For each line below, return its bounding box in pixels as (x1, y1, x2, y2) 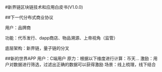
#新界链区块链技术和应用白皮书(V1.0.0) (5, 4, 83, 10)
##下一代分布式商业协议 (5, 14, 54, 20)
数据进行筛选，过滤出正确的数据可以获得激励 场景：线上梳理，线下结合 (13, 62, 156, 67)
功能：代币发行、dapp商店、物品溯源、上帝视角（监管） (5, 35, 118, 41)
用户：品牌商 (5, 25, 31, 30)
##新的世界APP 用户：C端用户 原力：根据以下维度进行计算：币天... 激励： (5, 56, 154, 61)
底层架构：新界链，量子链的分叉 (5, 45, 69, 51)
